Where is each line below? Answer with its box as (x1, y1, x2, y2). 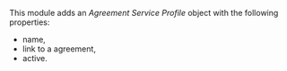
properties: (9, 17, 50, 28)
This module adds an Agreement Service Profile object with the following (9, 8, 279, 18)
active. (22, 53, 48, 63)
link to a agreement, (22, 43, 97, 54)
